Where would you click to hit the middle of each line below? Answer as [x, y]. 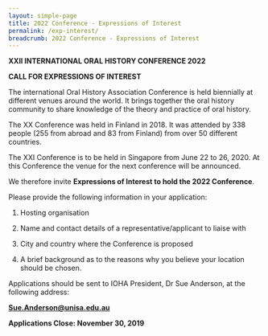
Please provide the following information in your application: [108, 197]
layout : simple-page [43, 16]
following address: [39, 292]
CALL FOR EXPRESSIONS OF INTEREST [75, 76]
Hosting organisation [55, 213]
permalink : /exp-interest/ [54, 31]
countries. [25, 142]
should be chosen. [51, 268]
